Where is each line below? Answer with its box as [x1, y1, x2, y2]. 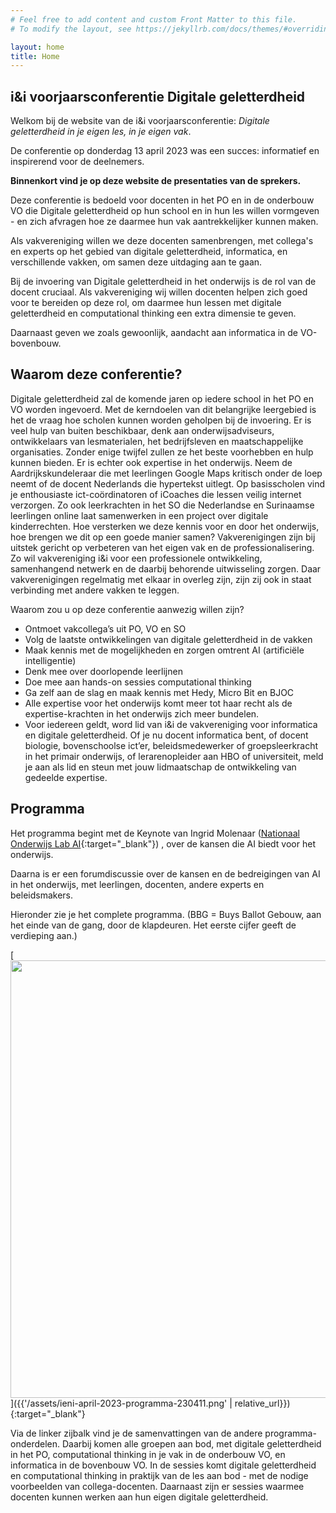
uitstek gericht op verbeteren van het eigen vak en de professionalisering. [10, 541, 315, 553]
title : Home [10, 51, 60, 61]
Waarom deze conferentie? [10, 366, 183, 383]
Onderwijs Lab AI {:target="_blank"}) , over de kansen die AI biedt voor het [10, 837, 316, 850]
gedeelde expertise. [24, 771, 108, 783]
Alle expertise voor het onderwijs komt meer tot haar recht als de [24, 697, 293, 709]
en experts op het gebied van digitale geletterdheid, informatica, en [10, 246, 288, 258]
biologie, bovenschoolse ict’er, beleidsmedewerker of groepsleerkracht [24, 739, 319, 751]
